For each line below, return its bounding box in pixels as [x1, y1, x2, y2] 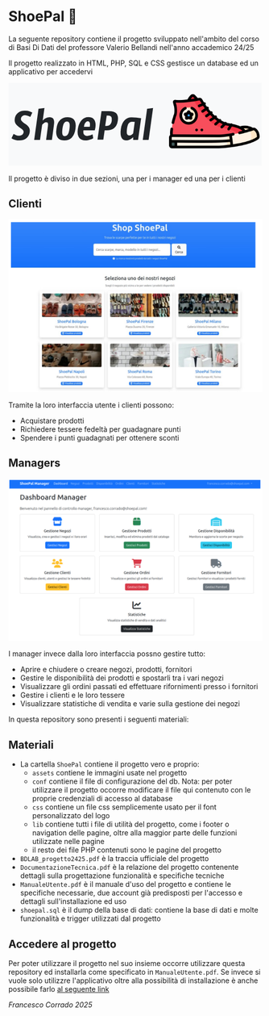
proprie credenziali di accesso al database [31, 794, 173, 804]
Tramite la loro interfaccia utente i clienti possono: [8, 399, 175, 410]
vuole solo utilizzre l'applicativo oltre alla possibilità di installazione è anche [8, 976, 259, 985]
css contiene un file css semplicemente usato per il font [31, 802, 217, 812]
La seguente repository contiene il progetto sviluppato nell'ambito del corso [8, 34, 260, 44]
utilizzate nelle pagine [31, 837, 105, 847]
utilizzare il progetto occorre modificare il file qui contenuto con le [31, 785, 251, 795]
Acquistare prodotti [19, 416, 85, 425]
